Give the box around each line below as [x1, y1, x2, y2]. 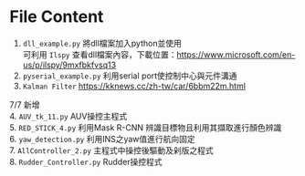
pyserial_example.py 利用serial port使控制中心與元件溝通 [22, 70, 237, 81]
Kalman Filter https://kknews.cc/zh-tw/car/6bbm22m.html [22, 80, 247, 91]
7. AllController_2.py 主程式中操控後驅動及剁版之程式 [9, 144, 214, 156]
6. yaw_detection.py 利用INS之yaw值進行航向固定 [9, 133, 196, 144]
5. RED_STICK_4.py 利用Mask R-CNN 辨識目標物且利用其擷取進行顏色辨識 [9, 121, 282, 133]
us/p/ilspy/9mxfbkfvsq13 [22, 59, 117, 70]
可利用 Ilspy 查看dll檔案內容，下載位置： [22, 48, 177, 60]
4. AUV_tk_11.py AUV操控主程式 [9, 110, 128, 121]
